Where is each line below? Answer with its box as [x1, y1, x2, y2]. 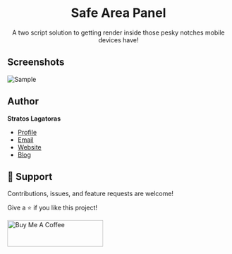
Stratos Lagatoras [7, 114, 61, 123]
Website [17, 143, 42, 151]
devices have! [98, 35, 139, 44]
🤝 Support [7, 171, 53, 183]
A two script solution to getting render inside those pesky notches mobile [11, 28, 226, 37]
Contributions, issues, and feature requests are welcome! [7, 189, 174, 198]
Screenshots [7, 56, 65, 68]
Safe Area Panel [71, 5, 166, 21]
